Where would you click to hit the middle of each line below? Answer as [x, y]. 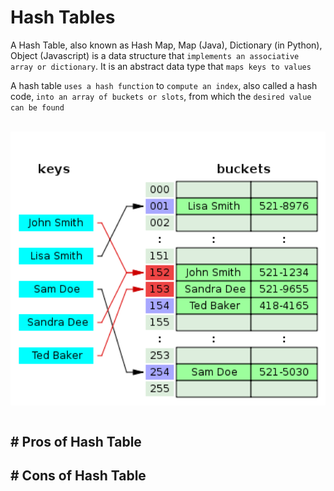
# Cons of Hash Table [78, 476]
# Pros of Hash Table [76, 442]
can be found [37, 107]
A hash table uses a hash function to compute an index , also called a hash [164, 85]
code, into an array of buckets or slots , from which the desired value [161, 96]
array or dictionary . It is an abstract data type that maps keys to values [161, 66]
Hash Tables [63, 17]
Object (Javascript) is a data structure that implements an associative [155, 55]
